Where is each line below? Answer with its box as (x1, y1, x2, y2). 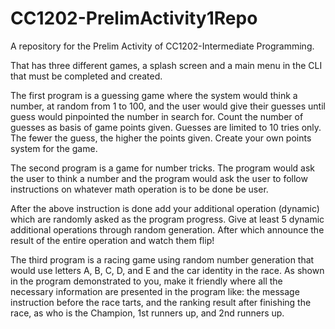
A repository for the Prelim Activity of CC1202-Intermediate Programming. (10, 40, 315, 52)
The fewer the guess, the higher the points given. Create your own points (10, 132, 312, 144)
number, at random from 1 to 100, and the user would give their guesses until (10, 100, 326, 112)
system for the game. (10, 142, 98, 154)
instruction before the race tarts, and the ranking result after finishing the (10, 296, 312, 308)
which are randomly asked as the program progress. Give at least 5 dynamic (10, 213, 325, 225)
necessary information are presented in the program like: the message (10, 285, 300, 297)
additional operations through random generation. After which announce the (10, 223, 325, 236)
